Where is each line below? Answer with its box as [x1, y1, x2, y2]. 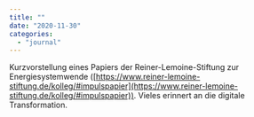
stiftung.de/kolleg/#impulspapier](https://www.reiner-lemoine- [9, 81, 238, 91]
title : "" [9, 12, 46, 22]
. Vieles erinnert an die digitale [133, 90, 246, 101]
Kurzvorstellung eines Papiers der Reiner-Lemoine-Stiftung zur [9, 62, 240, 73]
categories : [9, 29, 53, 38]
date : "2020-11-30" [9, 21, 82, 30]
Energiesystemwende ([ [9, 72, 97, 82]
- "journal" [17, 37, 62, 47]
